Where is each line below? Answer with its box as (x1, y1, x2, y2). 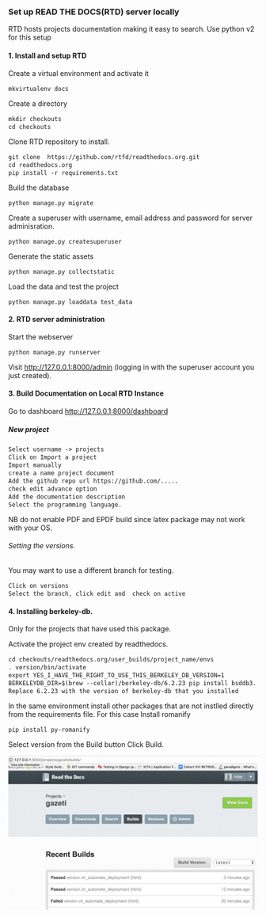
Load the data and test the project (8, 282, 119, 291)
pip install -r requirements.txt (8, 169, 119, 176)
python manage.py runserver (8, 348, 101, 356)
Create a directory (8, 98, 68, 108)
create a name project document (8, 469, 115, 477)
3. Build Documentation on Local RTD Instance (8, 388, 165, 398)
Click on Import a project (8, 453, 97, 461)
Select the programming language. (8, 501, 123, 509)
